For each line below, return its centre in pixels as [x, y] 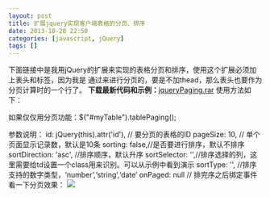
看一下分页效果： [37, 185]
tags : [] [23, 46]
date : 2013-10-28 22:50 [48, 31]
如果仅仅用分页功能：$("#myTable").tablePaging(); [93, 117]
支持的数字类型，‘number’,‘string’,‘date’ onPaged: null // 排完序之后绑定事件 [133, 175]
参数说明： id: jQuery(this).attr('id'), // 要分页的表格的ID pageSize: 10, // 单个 [134, 135]
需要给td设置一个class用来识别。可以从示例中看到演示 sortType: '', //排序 [136, 165]
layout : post [30, 16]
